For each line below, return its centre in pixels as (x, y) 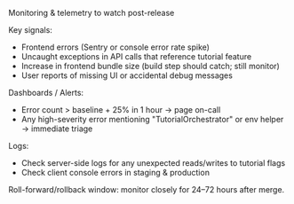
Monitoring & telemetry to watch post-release (91, 13)
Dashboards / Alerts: (46, 93)
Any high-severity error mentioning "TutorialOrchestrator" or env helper (152, 119)
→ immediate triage (57, 129)
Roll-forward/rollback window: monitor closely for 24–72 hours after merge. (147, 189)
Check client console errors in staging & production (115, 173)
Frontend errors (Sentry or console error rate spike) (115, 47)
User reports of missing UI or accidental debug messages (127, 75)
